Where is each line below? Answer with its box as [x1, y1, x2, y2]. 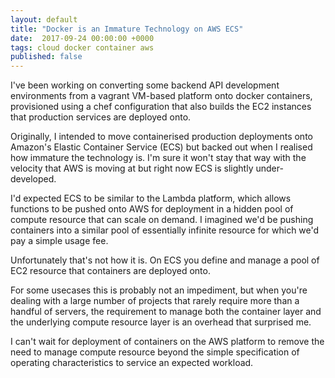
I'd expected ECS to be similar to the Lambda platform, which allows [10, 192, 292, 205]
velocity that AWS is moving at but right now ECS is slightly [10, 162, 254, 175]
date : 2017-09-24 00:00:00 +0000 [10, 33, 155, 43]
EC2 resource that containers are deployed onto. [10, 265, 211, 277]
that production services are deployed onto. [10, 111, 192, 123]
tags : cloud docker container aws [10, 42, 155, 53]
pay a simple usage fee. [10, 235, 109, 247]
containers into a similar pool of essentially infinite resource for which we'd [10, 224, 320, 236]
